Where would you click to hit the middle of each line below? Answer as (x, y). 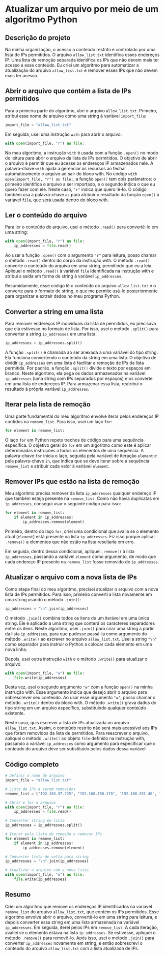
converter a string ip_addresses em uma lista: (51, 334)
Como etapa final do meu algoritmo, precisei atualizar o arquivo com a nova (82, 589)
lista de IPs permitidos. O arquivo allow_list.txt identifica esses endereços (82, 55)
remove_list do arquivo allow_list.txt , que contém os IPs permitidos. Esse (82, 912)
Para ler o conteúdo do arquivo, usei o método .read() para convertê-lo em (82, 227)
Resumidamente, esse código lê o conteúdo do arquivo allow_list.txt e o (81, 286)
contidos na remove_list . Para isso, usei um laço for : (59, 421)
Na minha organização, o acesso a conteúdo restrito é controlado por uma (80, 49)
